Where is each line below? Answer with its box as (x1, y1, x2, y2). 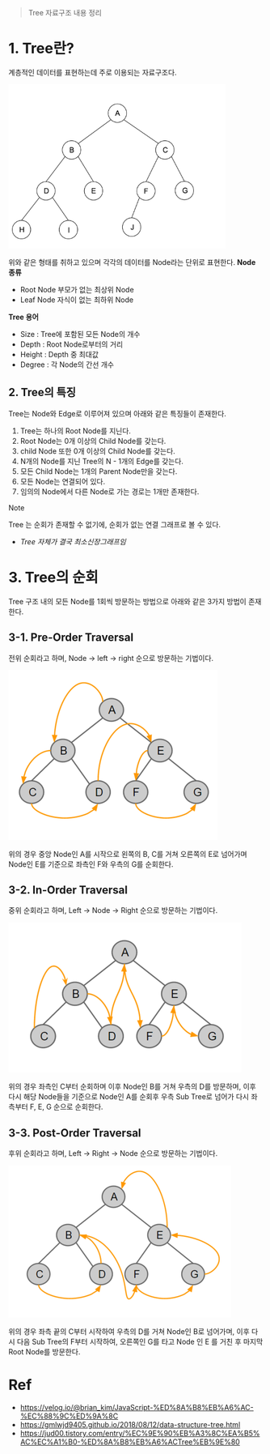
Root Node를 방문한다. (8, 1347, 81, 1357)
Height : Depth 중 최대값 (19, 349, 99, 359)
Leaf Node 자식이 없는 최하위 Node (19, 295, 134, 305)
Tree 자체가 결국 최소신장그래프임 (19, 536, 127, 546)
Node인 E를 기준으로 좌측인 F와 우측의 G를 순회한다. (8, 859, 174, 869)
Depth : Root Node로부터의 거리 (19, 339, 124, 349)
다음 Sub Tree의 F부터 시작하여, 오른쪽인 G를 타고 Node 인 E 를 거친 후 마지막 (16, 1337, 264, 1347)
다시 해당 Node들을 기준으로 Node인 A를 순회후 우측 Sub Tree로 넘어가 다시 (8, 1092, 250, 1102)
